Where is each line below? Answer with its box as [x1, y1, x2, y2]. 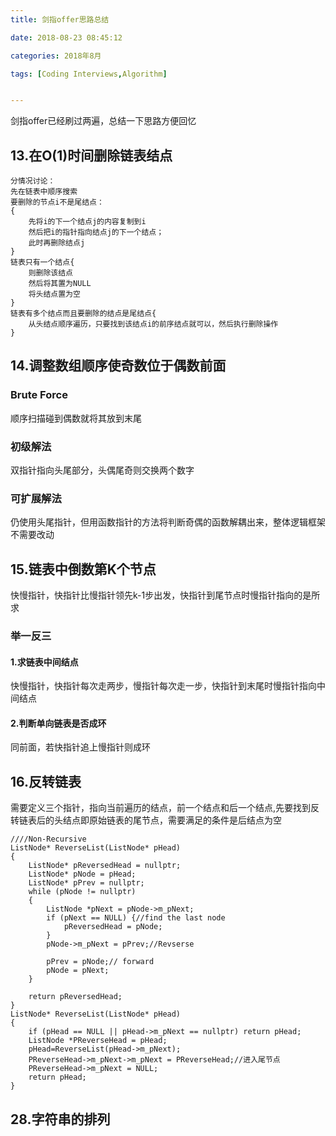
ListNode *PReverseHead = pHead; [28, 1036, 168, 1046]
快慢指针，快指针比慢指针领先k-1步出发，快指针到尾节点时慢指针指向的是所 [10, 589, 321, 601]
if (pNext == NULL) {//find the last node [46, 913, 226, 923]
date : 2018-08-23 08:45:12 [10, 32, 123, 43]
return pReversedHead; [28, 992, 123, 1002]
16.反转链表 [10, 773, 82, 790]
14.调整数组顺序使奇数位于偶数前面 [10, 357, 227, 375]
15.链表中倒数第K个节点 [10, 561, 157, 578]
